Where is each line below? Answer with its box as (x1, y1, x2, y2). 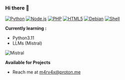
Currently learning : (5, 25, 47, 31)
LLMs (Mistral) (12, 40, 42, 46)
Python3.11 (12, 35, 34, 41)
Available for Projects (5, 60, 51, 66)
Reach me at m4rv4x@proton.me (12, 69, 81, 75)
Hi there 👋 (5, 4, 30, 11)
